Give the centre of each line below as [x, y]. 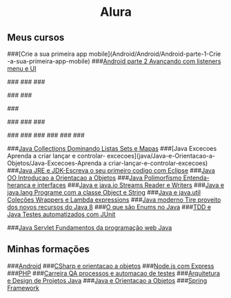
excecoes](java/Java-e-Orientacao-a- [161, 156]
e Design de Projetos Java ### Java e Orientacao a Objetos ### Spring [107, 280]
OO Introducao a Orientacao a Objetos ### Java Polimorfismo [94, 178]
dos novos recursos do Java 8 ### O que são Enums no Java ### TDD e [109, 207]
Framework [23, 288]
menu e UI [22, 68]
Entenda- [196, 178]
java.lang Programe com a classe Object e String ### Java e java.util [104, 192]
